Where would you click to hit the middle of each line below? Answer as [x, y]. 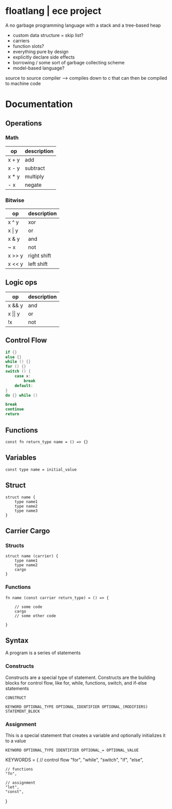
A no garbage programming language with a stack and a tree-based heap [83, 25]
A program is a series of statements [43, 653]
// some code [28, 607]
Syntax [17, 640]
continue [15, 409]
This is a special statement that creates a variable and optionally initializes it [85, 735]
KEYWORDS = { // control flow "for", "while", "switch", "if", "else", [74, 760]
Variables [21, 458]
